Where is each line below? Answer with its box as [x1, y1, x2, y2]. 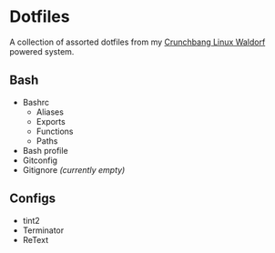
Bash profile [22, 145, 68, 156]
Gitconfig [22, 155, 57, 166]
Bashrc [22, 96, 50, 107]
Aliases [36, 106, 64, 117]
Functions [36, 126, 74, 137]
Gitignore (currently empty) [22, 164, 126, 175]
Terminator [22, 225, 65, 236]
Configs [9, 191, 56, 207]
